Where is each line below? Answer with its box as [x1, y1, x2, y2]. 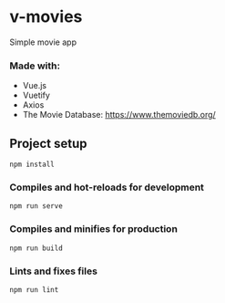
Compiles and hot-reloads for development [9, 181, 205, 193]
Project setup [9, 135, 88, 151]
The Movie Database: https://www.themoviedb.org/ [22, 110, 216, 120]
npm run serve [9, 202, 64, 211]
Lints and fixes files [9, 265, 98, 277]
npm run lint [9, 285, 59, 294]
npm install [9, 160, 55, 170]
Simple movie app [9, 37, 77, 47]
